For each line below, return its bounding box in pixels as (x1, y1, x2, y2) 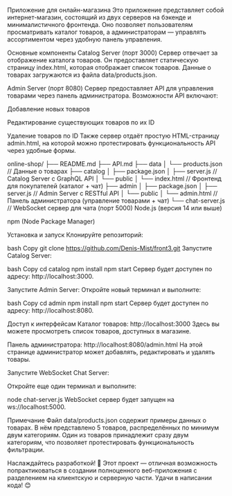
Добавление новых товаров (7, 105, 90, 113)
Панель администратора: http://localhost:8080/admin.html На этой (7, 340, 203, 349)
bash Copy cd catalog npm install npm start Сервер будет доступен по (7, 265, 213, 273)
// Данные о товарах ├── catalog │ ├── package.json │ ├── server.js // (7, 167, 217, 175)
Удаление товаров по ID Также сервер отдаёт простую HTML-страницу (7, 131, 220, 140)
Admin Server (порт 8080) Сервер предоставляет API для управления (7, 84, 214, 92)
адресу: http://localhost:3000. (7, 273, 94, 280)
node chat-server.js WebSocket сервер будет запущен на (7, 396, 175, 403)
